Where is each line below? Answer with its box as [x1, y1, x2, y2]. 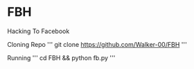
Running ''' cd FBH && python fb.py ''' [7, 53, 116, 62]
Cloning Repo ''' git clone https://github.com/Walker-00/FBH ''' [7, 40, 187, 48]
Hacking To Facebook [7, 27, 70, 35]
